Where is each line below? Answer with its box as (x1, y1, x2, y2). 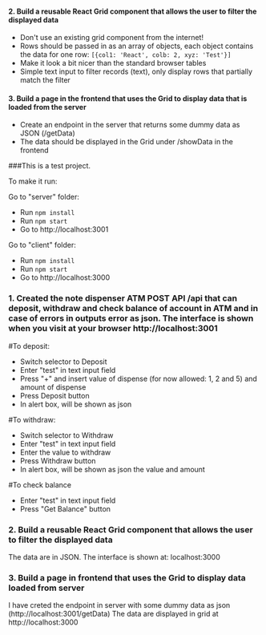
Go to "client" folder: (8, 241, 76, 250)
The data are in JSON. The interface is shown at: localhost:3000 (8, 552, 220, 561)
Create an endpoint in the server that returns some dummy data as (19, 120, 240, 130)
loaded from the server (8, 102, 87, 111)
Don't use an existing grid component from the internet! (19, 33, 204, 42)
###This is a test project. (8, 161, 91, 171)
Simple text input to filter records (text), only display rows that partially (19, 67, 253, 76)
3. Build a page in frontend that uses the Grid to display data (8, 572, 246, 583)
